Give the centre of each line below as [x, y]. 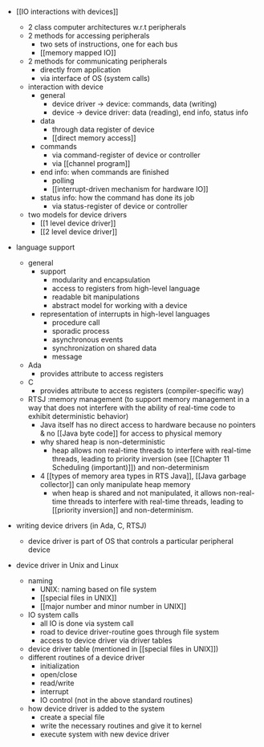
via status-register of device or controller [120, 206]
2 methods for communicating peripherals [97, 61]
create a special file [72, 717]
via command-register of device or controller [126, 155]
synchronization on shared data [104, 348]
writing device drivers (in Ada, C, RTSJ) [81, 526]
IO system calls [53, 615]
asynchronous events [87, 339]
